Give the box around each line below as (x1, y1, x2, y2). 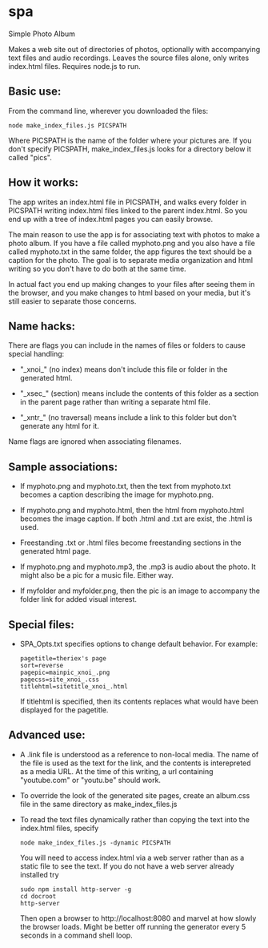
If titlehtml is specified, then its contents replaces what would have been (19, 696, 258, 706)
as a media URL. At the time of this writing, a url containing (19, 766, 214, 776)
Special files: (8, 618, 74, 631)
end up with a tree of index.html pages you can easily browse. (8, 214, 214, 224)
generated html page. (19, 547, 92, 556)
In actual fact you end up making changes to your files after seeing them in (8, 279, 255, 288)
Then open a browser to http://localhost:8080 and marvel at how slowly (19, 913, 257, 923)
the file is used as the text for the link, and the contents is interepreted (19, 758, 251, 768)
